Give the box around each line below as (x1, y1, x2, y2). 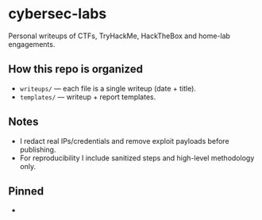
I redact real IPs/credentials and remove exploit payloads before (19, 136, 229, 145)
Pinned (8, 184, 44, 198)
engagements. (8, 39, 56, 48)
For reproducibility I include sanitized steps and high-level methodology (19, 152, 255, 163)
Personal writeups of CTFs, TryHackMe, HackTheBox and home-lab (8, 31, 230, 41)
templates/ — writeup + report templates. (19, 92, 156, 102)
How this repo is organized (8, 63, 143, 76)
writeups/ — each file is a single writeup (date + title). (19, 83, 197, 93)
